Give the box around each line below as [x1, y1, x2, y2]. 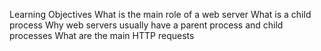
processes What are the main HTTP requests [9, 30, 195, 41]
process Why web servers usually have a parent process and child [9, 19, 284, 31]
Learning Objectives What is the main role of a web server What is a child [9, 9, 312, 20]
